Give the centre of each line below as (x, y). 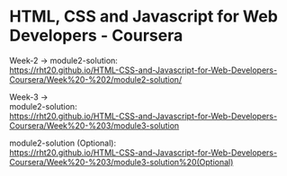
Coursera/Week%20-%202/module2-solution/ (96, 79)
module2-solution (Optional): (63, 143)
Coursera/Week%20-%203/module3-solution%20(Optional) (121, 162)
